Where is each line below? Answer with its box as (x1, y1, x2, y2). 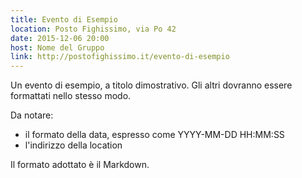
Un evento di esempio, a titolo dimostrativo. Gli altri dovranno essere (10, 79, 293, 91)
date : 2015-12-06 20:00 (10, 33, 110, 43)
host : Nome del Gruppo (10, 42, 105, 53)
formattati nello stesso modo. (10, 90, 132, 102)
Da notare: (10, 109, 54, 121)
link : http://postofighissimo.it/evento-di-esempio (10, 52, 230, 62)
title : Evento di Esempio (10, 14, 118, 25)
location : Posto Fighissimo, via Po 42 (10, 24, 177, 34)
